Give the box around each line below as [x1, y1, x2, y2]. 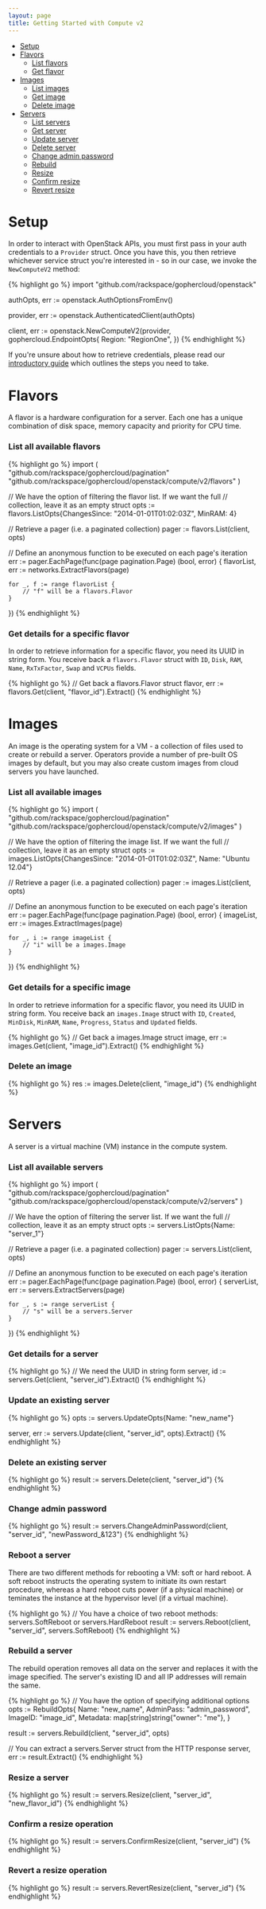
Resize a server [8, 1772, 69, 1783]
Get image [31, 92, 66, 101]
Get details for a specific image [8, 982, 131, 993]
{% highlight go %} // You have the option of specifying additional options [8, 1695, 250, 1705]
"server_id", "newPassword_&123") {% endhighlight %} [8, 1530, 189, 1539]
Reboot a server [8, 1550, 71, 1561]
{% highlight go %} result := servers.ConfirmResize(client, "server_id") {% [8, 1836, 252, 1846]
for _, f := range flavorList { [8, 580, 115, 588]
